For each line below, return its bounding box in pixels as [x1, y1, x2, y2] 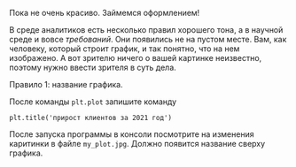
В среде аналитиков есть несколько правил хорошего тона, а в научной [9, 25, 284, 34]
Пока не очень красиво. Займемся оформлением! [9, 8, 200, 18]
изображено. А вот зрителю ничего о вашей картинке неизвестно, [9, 53, 262, 63]
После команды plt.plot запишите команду [9, 96, 177, 107]
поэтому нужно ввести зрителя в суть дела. [9, 62, 177, 72]
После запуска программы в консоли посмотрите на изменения [9, 129, 254, 140]
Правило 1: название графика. [9, 80, 123, 89]
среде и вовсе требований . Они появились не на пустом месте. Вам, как [9, 34, 287, 44]
